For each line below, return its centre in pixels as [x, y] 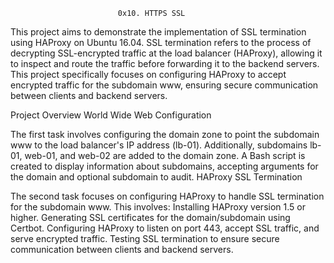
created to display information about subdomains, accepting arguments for [164, 166]
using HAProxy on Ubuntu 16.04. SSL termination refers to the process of [161, 42]
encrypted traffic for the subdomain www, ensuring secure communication [164, 85]
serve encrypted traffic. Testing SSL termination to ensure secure [145, 238]
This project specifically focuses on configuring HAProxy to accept [148, 74]
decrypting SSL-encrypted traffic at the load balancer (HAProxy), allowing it [166, 53]
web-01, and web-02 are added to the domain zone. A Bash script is [165, 155]
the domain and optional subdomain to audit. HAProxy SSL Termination [156, 177]
